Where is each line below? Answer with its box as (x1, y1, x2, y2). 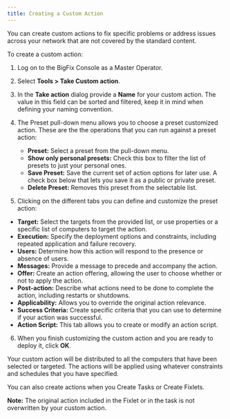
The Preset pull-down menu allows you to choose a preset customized (17, 118, 218, 127)
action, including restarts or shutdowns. (17, 291, 131, 299)
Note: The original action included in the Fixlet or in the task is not (7, 396, 195, 404)
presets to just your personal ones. (27, 161, 127, 170)
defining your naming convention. (17, 105, 113, 113)
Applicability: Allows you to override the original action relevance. (17, 298, 207, 307)
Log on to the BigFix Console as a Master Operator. (17, 63, 164, 71)
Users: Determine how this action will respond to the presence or (17, 247, 204, 255)
